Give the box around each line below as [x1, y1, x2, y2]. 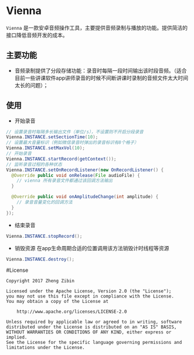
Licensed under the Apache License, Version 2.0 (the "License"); [6, 288, 172, 294]
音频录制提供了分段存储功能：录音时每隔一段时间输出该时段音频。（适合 [14, 67, 187, 74]
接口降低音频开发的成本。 [6, 31, 68, 39]
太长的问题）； [14, 81, 49, 88]
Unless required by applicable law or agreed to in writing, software [6, 319, 182, 325]
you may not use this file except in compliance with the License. [6, 293, 175, 299]
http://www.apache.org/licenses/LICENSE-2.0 [16, 309, 127, 315]
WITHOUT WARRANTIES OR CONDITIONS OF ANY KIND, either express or [6, 329, 172, 335]
